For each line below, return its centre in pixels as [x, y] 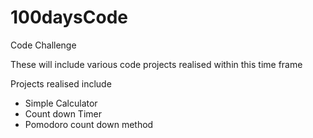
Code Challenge [43, 45]
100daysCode [69, 17]
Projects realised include [61, 83]
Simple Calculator [61, 103]
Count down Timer [63, 113]
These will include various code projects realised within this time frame [156, 64]
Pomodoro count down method [89, 124]
